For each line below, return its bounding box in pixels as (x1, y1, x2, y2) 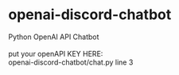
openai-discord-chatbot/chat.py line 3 (8, 57, 134, 67)
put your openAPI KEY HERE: (8, 49, 103, 58)
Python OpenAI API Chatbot (8, 32, 99, 41)
